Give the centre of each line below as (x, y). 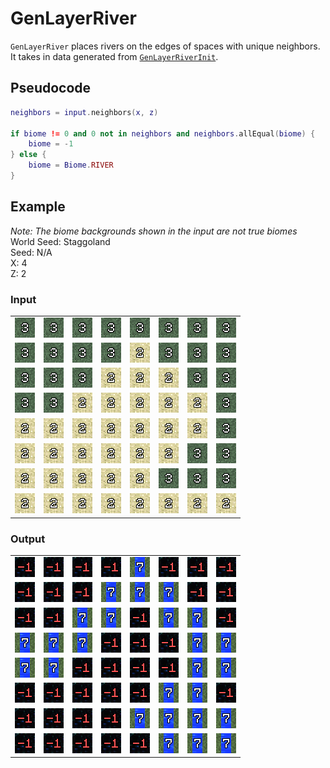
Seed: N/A (31, 252)
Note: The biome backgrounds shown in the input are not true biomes (154, 231)
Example (38, 207)
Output (28, 539)
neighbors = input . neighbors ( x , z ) (84, 112)
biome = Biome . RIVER (71, 165)
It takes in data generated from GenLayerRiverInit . (114, 56)
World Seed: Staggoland (60, 241)
